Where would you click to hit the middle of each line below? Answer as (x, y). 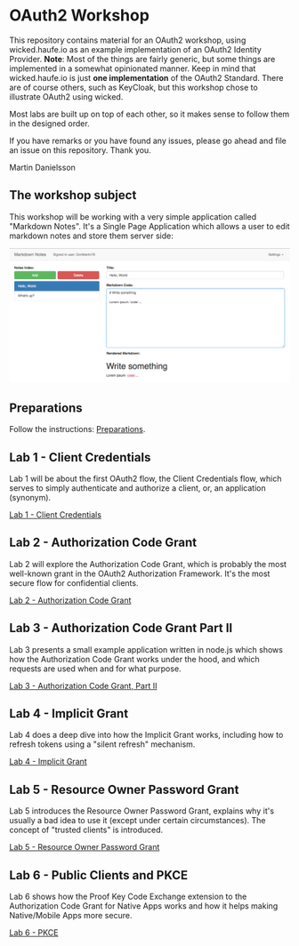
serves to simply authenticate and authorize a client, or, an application (137, 488)
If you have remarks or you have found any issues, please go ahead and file (148, 140)
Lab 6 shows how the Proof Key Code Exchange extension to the (128, 897)
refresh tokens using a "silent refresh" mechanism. (102, 744)
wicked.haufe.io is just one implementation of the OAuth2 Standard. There (146, 77)
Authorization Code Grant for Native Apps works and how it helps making (144, 906)
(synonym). (30, 498)
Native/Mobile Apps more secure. (71, 916)
